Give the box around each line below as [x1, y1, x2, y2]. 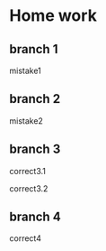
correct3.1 [9, 165, 47, 176]
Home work [9, 5, 97, 26]
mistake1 [9, 65, 42, 76]
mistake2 [9, 115, 43, 126]
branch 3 [9, 142, 61, 157]
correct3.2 [9, 182, 49, 194]
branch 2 [9, 91, 61, 107]
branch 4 [9, 209, 61, 225]
